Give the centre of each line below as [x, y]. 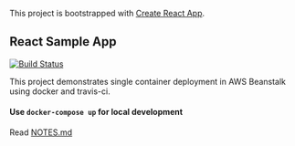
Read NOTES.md [41, 132]
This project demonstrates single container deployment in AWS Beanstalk [147, 81]
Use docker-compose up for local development [96, 112]
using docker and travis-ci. [60, 91]
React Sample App [63, 42]
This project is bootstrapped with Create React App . [107, 13]
